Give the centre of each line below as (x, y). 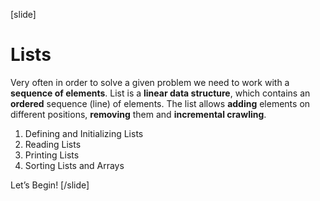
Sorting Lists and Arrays (74, 165)
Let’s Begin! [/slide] (50, 185)
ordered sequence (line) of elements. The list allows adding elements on (160, 103)
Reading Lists (53, 144)
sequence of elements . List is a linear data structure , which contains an (160, 93)
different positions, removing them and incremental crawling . (138, 114)
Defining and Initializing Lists (84, 133)
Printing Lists (52, 155)
